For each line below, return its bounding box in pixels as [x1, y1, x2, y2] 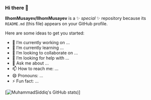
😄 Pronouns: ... [12, 73, 44, 79]
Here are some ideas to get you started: [5, 30, 85, 36]
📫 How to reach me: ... [12, 66, 59, 72]
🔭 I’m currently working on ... [12, 40, 70, 46]
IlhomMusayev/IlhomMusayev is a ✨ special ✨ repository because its [5, 16, 147, 21]
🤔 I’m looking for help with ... [12, 55, 69, 61]
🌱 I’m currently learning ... [12, 45, 64, 50]
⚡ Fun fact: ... [12, 78, 39, 84]
